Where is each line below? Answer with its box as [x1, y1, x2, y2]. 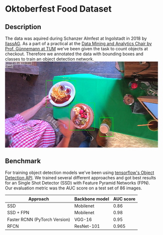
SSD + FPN [7, 210, 30, 216]
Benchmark [5, 157, 41, 165]
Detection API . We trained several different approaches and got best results [5, 175, 156, 181]
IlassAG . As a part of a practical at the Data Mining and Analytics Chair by [5, 41, 152, 47]
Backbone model [74, 196, 109, 202]
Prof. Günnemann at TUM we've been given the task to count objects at [5, 46, 148, 51]
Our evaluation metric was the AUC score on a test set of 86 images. [5, 185, 142, 191]
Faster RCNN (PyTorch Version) [7, 217, 70, 222]
